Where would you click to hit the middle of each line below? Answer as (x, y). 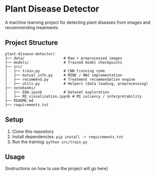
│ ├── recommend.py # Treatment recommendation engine (70, 79)
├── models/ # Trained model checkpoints (64, 62)
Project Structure (31, 43)
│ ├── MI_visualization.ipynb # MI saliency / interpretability (73, 96)
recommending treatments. (32, 27)
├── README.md (19, 100)
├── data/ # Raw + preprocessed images (64, 58)
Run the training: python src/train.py (50, 142)
